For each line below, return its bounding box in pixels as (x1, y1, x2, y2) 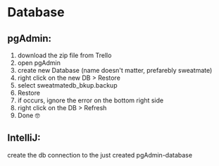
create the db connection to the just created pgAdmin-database (7, 150, 192, 159)
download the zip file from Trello (17, 51, 112, 59)
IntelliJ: (7, 132, 41, 144)
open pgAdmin (17, 59, 61, 67)
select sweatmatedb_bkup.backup (17, 81, 118, 89)
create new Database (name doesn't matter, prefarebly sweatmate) (17, 66, 213, 74)
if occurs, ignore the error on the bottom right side (17, 96, 164, 105)
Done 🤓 (17, 111, 40, 119)
